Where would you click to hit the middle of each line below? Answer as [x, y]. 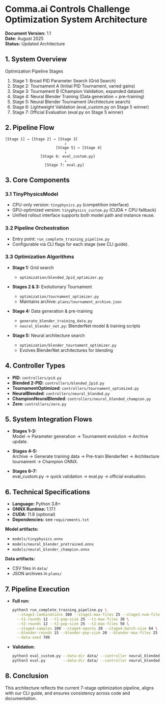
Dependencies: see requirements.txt [51, 519]
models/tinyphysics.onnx [38, 539]
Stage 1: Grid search [33, 267]
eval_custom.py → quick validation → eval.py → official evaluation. [79, 477]
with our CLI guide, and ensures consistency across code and [68, 693]
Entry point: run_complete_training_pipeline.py [61, 239]
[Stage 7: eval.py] [64, 165]
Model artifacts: [22, 529]
